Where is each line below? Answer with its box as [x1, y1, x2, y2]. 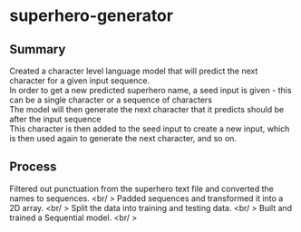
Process [9, 159, 57, 175]
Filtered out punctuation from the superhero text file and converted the [9, 183, 274, 194]
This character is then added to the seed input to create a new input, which [9, 123, 290, 134]
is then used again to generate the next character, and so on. [9, 133, 238, 143]
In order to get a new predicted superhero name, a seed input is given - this [9, 85, 292, 95]
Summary [9, 42, 66, 57]
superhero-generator [9, 5, 174, 26]
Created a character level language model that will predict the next [9, 65, 258, 76]
